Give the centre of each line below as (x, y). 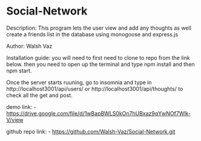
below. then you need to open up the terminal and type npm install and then (100, 64)
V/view (15, 120)
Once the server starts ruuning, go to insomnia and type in (79, 82)
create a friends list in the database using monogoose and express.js (92, 34)
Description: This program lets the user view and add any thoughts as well (99, 28)
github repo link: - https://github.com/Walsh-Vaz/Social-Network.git (91, 131)
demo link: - (21, 107)
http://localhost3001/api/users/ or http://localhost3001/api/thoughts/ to (95, 88)
